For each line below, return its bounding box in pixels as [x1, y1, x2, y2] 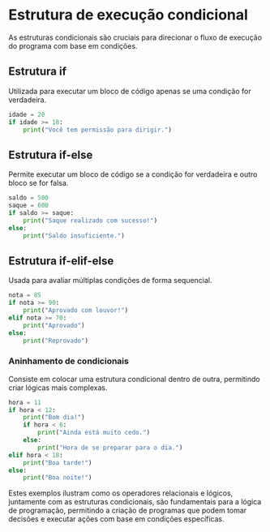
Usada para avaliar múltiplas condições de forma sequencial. [8, 276, 212, 285]
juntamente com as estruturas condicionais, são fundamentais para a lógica [8, 497, 262, 507]
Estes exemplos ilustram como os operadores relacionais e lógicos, [8, 488, 234, 498]
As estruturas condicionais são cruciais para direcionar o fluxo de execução [8, 32, 262, 42]
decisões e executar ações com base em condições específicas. [8, 514, 225, 524]
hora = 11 [8, 398, 42, 406]
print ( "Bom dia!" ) [23, 414, 85, 422]
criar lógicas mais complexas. [8, 383, 108, 393]
